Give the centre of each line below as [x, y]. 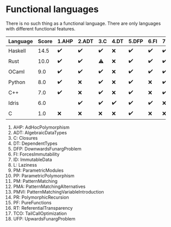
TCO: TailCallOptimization [40, 213]
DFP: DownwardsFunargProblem [47, 148]
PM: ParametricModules [38, 170]
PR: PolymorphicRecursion [41, 197]
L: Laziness [25, 165]
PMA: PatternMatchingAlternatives [49, 186]
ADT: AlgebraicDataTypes [40, 132]
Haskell [17, 51]
